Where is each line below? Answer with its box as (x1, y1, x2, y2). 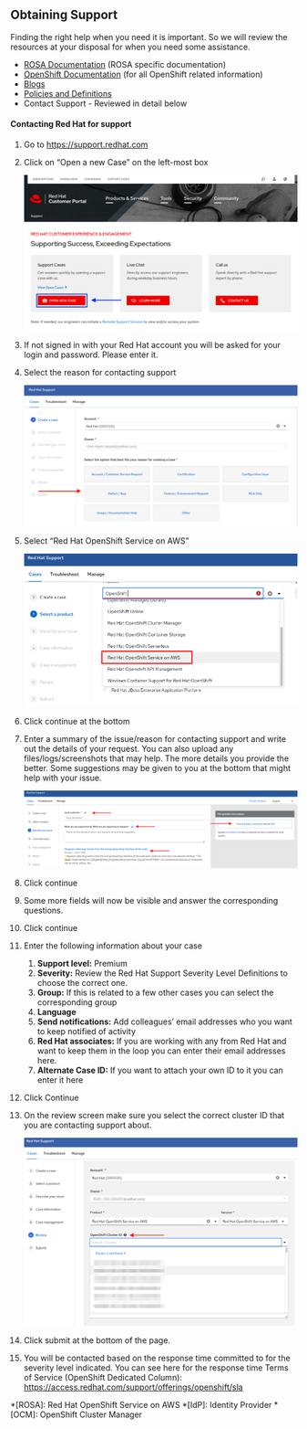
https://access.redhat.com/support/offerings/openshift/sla (23, 1381, 244, 1392)
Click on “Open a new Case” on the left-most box (23, 157, 209, 168)
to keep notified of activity (36, 1025, 136, 1036)
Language (36, 1006, 77, 1017)
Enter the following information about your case (23, 940, 203, 951)
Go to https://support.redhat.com (23, 139, 148, 150)
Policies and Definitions (23, 88, 112, 99)
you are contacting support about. (23, 1119, 152, 1130)
